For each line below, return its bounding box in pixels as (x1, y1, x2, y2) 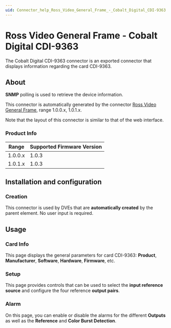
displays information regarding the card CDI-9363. (5, 63, 112, 69)
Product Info (5, 130, 37, 137)
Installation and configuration (5, 178, 102, 187)
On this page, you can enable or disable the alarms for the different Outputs (5, 312, 166, 318)
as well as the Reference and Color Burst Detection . (5, 317, 117, 324)
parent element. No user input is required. (5, 210, 94, 216)
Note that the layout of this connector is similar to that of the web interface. (5, 117, 164, 123)
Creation (5, 193, 28, 200)
